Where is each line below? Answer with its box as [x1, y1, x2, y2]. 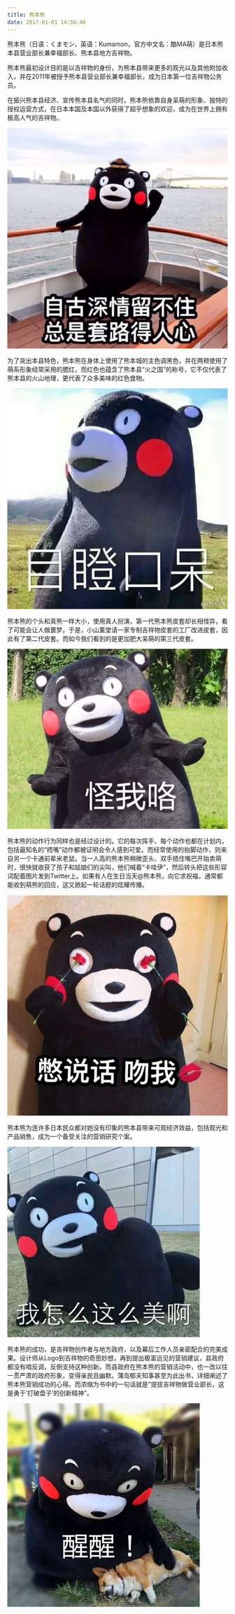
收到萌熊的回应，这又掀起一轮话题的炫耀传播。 [13, 880, 148, 889]
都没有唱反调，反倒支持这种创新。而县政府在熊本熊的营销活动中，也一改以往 [7, 1363, 228, 1371]
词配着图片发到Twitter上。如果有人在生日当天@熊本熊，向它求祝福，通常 [7, 871, 217, 880]
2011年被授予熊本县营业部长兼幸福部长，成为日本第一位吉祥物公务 [31, 72, 222, 81]
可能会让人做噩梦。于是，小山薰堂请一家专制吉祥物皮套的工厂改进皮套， [13, 626, 222, 634]
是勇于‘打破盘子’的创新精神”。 [7, 1388, 93, 1397]
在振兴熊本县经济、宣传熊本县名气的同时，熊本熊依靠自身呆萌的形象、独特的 [7, 95, 228, 104]
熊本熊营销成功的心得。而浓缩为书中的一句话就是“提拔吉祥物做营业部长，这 [7, 1380, 225, 1388]
